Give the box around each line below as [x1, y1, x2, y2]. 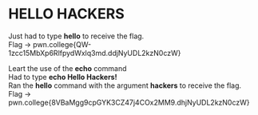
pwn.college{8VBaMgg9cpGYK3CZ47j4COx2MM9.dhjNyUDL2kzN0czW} [8, 97, 250, 107]
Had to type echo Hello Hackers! [8, 72, 117, 81]
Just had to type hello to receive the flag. [8, 31, 145, 41]
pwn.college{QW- [33, 39, 92, 49]
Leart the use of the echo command [8, 63, 127, 73]
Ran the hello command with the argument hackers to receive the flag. [8, 81, 242, 90]
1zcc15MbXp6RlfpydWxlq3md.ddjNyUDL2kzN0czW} [8, 48, 181, 57]
